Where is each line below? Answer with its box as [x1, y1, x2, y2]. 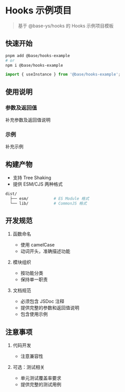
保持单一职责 [20, 276, 48, 283]
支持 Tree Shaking [12, 175, 51, 181]
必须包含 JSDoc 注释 [20, 298, 64, 305]
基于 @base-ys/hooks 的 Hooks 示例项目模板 [17, 23, 114, 29]
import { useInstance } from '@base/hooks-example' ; [5, 72, 121, 77]
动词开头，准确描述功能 [20, 248, 70, 254]
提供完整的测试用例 [20, 381, 62, 388]
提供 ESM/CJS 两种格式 [12, 181, 63, 188]
